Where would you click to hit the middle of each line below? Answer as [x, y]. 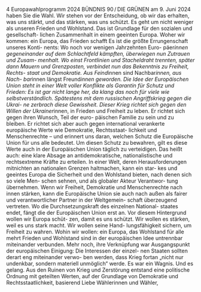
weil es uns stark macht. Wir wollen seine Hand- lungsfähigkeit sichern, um [99, 225]
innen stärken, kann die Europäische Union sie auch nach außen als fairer [97, 194]
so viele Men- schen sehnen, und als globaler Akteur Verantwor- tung [92, 181]
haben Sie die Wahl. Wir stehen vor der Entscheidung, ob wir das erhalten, [98, 16]
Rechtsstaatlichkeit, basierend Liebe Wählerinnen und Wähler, [82, 282]
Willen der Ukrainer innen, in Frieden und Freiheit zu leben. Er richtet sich [96, 111]
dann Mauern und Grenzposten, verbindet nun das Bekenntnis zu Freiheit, [98, 66]
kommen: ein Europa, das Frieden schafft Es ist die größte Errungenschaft [97, 41]
